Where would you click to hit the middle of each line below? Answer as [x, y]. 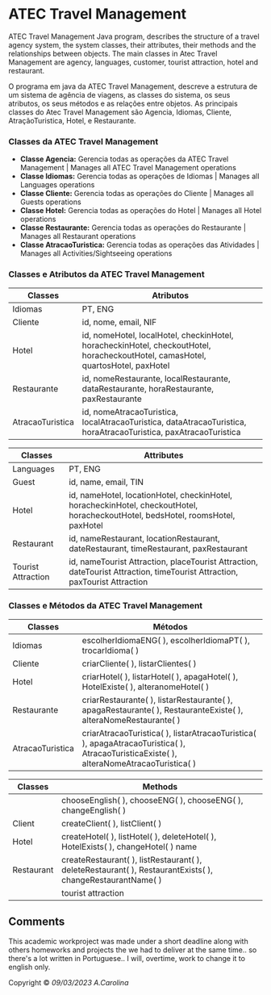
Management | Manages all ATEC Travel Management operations [128, 168]
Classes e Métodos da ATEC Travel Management [106, 606]
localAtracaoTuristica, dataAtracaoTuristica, [164, 422]
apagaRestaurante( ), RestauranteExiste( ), [163, 709]
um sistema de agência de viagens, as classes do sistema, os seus [119, 94]
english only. [29, 967]
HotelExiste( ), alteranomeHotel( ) [146, 687]
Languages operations [57, 185]
